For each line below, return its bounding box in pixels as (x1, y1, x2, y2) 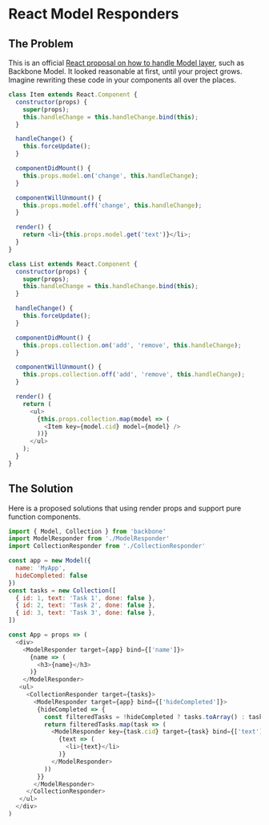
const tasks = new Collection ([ (8, 587, 116, 595)
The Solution (8, 482, 74, 496)
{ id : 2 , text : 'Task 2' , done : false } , (15, 601, 156, 610)
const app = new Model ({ (8, 557, 91, 565)
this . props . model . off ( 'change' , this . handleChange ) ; (22, 201, 203, 209)
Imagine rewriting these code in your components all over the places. (8, 75, 236, 84)
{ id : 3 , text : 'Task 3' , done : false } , (15, 609, 156, 617)
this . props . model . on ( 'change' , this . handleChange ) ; (22, 172, 199, 180)
